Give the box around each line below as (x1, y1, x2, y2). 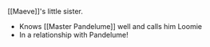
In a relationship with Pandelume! (18, 31, 129, 39)
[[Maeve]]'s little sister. (7, 7, 83, 16)
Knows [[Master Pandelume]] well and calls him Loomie (18, 22, 203, 31)
